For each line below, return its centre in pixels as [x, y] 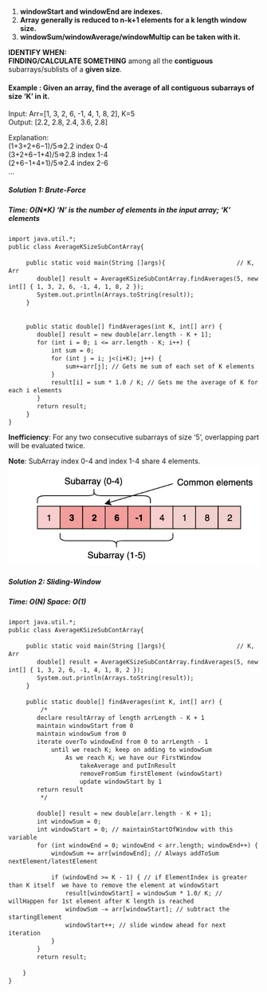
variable [23, 837]
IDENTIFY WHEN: [38, 52]
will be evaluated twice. [47, 445]
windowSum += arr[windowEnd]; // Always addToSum [135, 853]
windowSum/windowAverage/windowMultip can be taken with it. [130, 37]
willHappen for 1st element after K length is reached [101, 901]
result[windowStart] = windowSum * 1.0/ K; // [144, 893]
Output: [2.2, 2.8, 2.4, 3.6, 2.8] [58, 122]
